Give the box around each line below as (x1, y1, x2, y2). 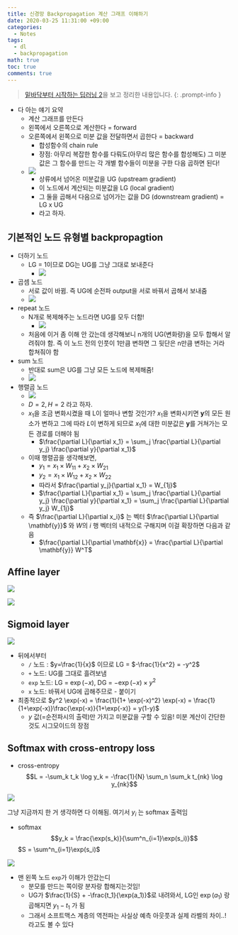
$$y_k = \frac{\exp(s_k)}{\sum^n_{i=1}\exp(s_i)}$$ (50, 834, 198, 843)
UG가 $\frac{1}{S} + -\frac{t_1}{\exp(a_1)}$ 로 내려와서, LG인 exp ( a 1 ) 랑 (28, 891, 230, 902)
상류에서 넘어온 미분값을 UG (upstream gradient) (38, 175, 176, 183)
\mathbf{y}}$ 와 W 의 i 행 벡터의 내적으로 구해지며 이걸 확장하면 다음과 (28, 521, 223, 530)
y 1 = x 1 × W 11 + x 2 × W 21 (38, 461, 108, 471)
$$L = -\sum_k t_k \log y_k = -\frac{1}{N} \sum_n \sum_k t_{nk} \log (25, 772, 223, 781)
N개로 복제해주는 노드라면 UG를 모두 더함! (28, 313, 144, 322)
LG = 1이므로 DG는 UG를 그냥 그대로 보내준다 (28, 261, 154, 269)
